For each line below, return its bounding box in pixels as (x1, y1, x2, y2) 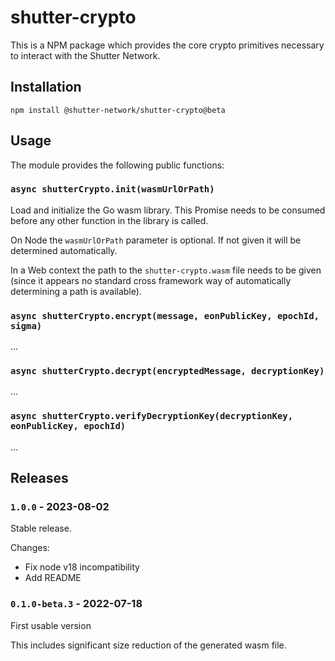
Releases (10, 470, 69, 487)
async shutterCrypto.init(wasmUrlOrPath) (10, 184, 215, 195)
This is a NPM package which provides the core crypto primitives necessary (10, 39, 325, 51)
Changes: (10, 542, 50, 554)
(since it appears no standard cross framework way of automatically (10, 274, 292, 286)
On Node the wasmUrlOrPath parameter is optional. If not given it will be (10, 234, 302, 246)
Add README (24, 572, 82, 584)
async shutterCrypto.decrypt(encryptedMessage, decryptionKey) (10, 366, 325, 377)
